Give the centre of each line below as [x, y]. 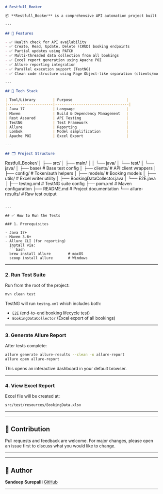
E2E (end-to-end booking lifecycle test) [51, 313]
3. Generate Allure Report [36, 335]
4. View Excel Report [30, 386]
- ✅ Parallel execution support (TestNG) [48, 69]
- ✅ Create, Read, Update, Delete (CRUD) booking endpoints [67, 47]
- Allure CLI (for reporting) [36, 241]
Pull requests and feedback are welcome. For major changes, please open [79, 441]
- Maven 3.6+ [18, 237]
